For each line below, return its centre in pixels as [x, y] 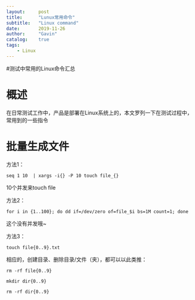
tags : [13, 46]
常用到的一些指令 [27, 120]
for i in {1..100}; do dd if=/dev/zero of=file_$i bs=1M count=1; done [97, 211]
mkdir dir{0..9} [26, 281]
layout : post [28, 12]
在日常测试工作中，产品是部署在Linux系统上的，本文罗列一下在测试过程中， [99, 113]
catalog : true [28, 40]
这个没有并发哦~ [26, 223]
